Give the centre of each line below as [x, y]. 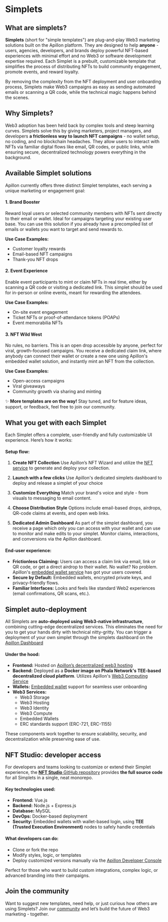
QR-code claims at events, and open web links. [61, 513]
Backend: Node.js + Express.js [44, 806]
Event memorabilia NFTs [37, 323]
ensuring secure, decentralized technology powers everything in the [75, 152]
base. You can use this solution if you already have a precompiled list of [79, 224]
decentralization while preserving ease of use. [53, 739]
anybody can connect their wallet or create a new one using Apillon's [76, 356]
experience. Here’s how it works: [39, 440]
